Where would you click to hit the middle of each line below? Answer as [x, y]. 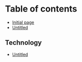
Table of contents [41, 9]
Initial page [23, 22]
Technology [24, 43]
